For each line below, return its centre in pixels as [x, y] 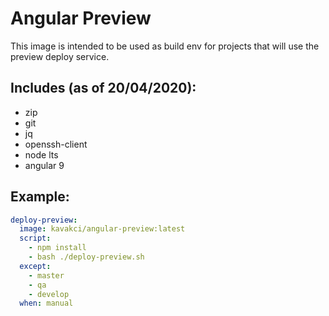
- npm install [57, 248]
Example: [40, 197]
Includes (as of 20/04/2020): [103, 88]
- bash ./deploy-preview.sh [86, 257]
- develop [49, 294]
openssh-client [56, 144]
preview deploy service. [60, 56]
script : [35, 238]
